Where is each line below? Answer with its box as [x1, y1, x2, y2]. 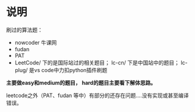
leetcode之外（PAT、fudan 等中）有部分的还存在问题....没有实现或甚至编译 [6, 92, 189, 99]
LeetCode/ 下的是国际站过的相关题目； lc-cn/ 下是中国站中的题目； [14, 59, 180, 66]
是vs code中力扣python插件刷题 [29, 66, 108, 73]
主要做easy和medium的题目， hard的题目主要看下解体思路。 [6, 79, 156, 86]
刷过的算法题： [6, 26, 43, 33]
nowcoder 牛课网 [14, 39, 57, 46]
